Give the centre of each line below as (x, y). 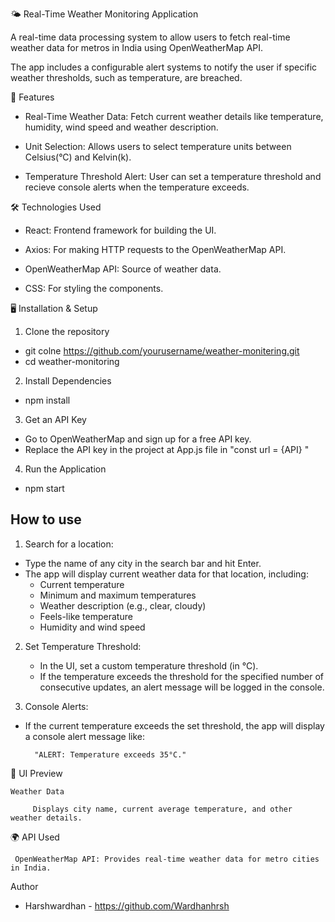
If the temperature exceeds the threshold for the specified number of (181, 676)
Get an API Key (55, 419)
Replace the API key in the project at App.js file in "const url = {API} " (167, 449)
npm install (47, 400)
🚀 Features (32, 97)
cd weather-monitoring (72, 361)
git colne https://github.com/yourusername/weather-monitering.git (162, 351)
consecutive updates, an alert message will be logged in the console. (182, 687)
